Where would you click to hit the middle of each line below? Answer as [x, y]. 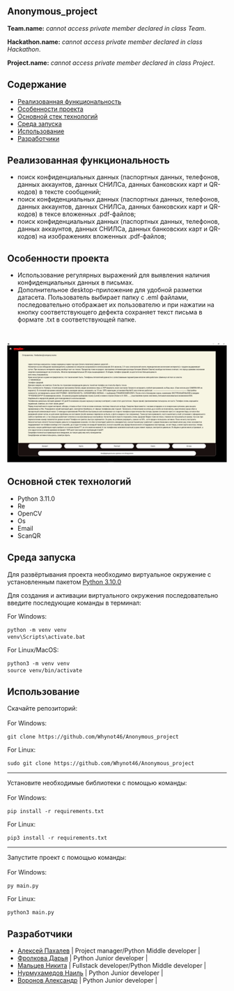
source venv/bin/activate [45, 670]
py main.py [23, 886]
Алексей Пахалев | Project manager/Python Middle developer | [109, 951]
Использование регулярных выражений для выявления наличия [114, 275]
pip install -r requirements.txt [56, 812]
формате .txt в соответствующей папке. [77, 319]
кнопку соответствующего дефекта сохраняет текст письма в [110, 312]
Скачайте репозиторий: [42, 709]
